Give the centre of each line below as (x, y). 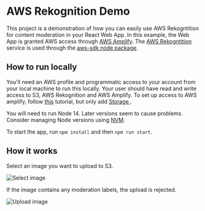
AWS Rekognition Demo (68, 11)
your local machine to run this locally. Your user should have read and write (102, 88)
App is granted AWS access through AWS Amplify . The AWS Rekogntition (99, 41)
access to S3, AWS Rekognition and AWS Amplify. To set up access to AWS (102, 95)
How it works (32, 151)
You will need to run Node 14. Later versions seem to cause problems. (95, 113)
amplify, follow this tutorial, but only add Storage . (69, 101)
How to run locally (42, 67)
